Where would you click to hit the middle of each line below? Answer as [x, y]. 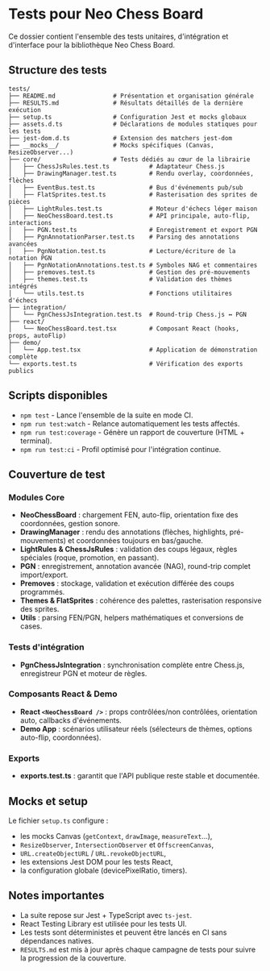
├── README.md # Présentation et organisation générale [131, 96]
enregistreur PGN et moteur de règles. [83, 673]
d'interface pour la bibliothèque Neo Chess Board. [92, 44]
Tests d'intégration [46, 647]
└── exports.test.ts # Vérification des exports [126, 363]
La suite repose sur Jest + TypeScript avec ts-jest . [106, 915]
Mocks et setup [48, 801]
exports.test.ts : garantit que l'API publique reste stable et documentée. [140, 776]
